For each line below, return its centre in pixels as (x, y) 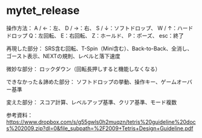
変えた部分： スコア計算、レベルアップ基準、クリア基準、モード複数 (91, 102)
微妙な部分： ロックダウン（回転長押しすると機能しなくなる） (84, 69)
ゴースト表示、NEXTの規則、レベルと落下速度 (63, 56)
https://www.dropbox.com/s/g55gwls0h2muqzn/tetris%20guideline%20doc (101, 122)
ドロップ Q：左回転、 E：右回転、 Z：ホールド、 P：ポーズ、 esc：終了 (95, 35)
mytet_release (43, 11)
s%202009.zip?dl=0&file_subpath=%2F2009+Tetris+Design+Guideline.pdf (100, 128)
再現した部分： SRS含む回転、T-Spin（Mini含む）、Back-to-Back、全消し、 (99, 48)
